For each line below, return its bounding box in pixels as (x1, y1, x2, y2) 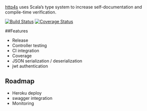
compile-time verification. (5, 9, 57, 15)
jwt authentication (12, 63, 49, 69)
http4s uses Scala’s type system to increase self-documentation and (5, 4, 142, 10)
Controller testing (12, 43, 47, 48)
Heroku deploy (12, 90, 42, 96)
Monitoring (12, 100, 34, 106)
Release (12, 37, 28, 43)
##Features (5, 28, 28, 33)
